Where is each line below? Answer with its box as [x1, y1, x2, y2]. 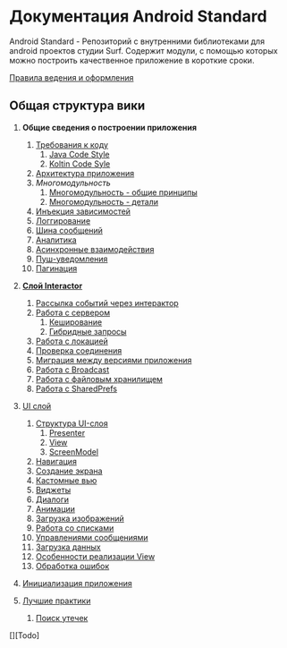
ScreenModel [48, 446, 99, 457]
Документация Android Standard [9, 6, 267, 27]
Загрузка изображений [35, 513, 125, 524]
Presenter [48, 427, 86, 438]
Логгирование [35, 215, 91, 226]
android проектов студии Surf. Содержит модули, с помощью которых [9, 45, 279, 55]
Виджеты [35, 484, 72, 495]
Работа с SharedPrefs [35, 383, 118, 394]
